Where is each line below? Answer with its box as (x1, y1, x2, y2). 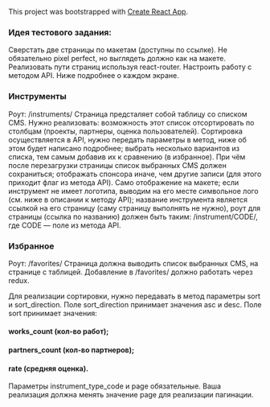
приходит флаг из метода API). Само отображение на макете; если (8, 177, 239, 187)
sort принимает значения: (8, 308, 98, 318)
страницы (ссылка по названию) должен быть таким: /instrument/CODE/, (8, 212, 259, 221)
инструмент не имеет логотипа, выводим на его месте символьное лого (8, 186, 259, 195)
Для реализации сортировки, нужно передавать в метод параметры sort (8, 291, 261, 301)
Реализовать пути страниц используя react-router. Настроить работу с (8, 62, 252, 72)
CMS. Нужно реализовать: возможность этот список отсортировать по (8, 117, 255, 127)
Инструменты (8, 91, 67, 102)
